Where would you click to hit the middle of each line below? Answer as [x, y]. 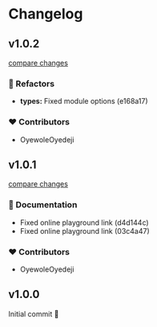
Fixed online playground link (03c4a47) [85, 231]
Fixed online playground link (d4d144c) [85, 223]
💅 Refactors [31, 84]
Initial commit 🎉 [34, 313]
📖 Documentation [43, 205]
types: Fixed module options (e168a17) [84, 101]
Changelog [46, 14]
